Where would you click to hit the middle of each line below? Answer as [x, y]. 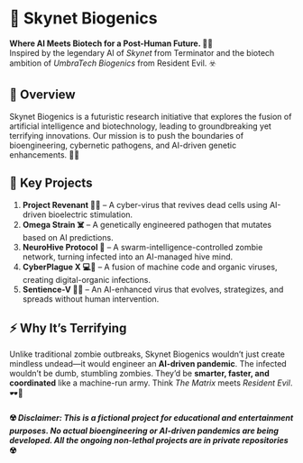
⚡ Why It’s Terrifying [68, 328]
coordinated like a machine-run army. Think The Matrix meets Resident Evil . [151, 383]
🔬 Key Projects [51, 183]
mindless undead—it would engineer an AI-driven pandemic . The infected [148, 364]
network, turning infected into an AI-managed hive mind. [128, 257]
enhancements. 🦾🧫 [44, 154]
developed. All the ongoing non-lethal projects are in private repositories [149, 440]
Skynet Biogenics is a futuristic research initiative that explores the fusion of [151, 116]
